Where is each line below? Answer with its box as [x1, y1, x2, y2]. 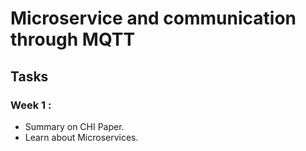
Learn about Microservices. [24, 131, 139, 143]
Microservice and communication [10, 7, 297, 30]
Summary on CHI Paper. [24, 120, 125, 132]
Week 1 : [10, 98, 52, 112]
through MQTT [10, 28, 136, 51]
